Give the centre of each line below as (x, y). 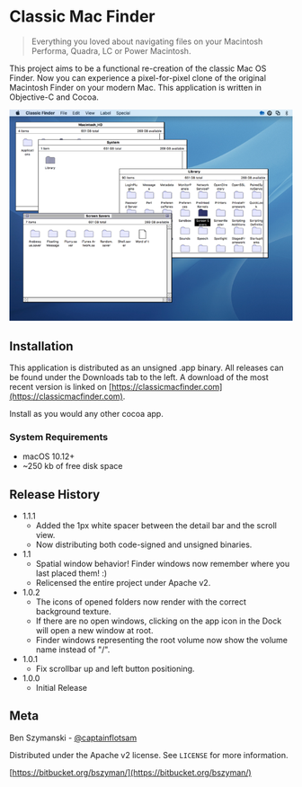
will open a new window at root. (94, 631)
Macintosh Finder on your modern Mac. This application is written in (136, 87)
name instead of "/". (73, 650)
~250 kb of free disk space (72, 466)
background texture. (73, 612)
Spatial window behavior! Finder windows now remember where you (163, 564)
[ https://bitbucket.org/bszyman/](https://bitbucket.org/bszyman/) (130, 772)
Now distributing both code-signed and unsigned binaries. (144, 544)
